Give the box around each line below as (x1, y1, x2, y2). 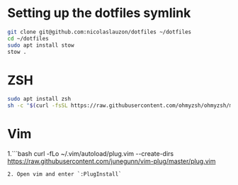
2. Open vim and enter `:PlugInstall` (7, 171, 122, 178)
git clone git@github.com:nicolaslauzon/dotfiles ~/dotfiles (7, 28, 192, 35)
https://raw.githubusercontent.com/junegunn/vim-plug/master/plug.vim (7, 157, 216, 166)
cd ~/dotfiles (7, 35, 50, 42)
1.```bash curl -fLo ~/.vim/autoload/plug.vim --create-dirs (7, 150, 174, 158)
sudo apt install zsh (7, 96, 72, 103)
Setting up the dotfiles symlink (7, 5, 191, 21)
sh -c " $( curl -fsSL (7, 102, 69, 109)
